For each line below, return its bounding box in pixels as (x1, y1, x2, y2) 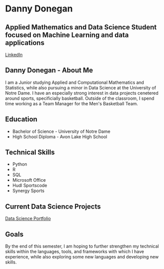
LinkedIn (5, 52, 23, 57)
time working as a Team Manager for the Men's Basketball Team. (5, 100, 138, 106)
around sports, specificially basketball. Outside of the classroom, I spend (5, 95, 155, 101)
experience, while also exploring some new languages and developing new (5, 254, 159, 260)
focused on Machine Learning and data (5, 30, 129, 39)
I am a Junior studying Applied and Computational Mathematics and (5, 79, 144, 85)
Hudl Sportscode (12, 183, 47, 189)
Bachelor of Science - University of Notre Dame (12, 128, 111, 134)
